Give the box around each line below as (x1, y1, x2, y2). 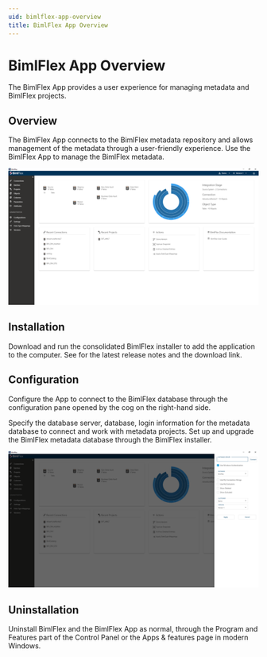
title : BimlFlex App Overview (8, 21, 109, 29)
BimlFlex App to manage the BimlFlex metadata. (8, 152, 164, 162)
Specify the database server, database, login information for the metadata (8, 418, 250, 427)
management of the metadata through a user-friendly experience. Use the (8, 144, 251, 153)
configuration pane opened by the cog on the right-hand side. (8, 402, 211, 412)
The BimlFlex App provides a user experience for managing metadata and (8, 83, 250, 92)
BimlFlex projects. (8, 91, 67, 101)
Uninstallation (8, 603, 79, 616)
